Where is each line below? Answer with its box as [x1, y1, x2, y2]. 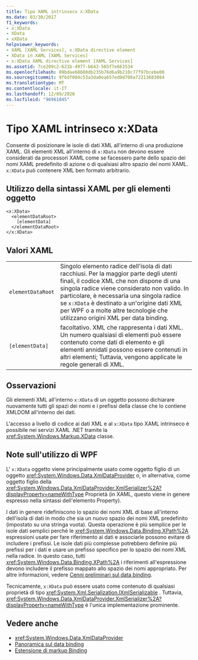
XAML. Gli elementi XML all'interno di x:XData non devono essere [6, 148, 164, 155]
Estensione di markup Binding [14, 646, 87, 654]
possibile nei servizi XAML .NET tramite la [6, 427, 108, 433]
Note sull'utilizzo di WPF [6, 450, 98, 460]
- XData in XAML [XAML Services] [6, 53, 88, 58]
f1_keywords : [6, 19, 38, 25]
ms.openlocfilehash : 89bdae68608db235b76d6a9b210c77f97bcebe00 [6, 69, 165, 75]
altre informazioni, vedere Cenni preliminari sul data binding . [6, 571, 153, 578]
